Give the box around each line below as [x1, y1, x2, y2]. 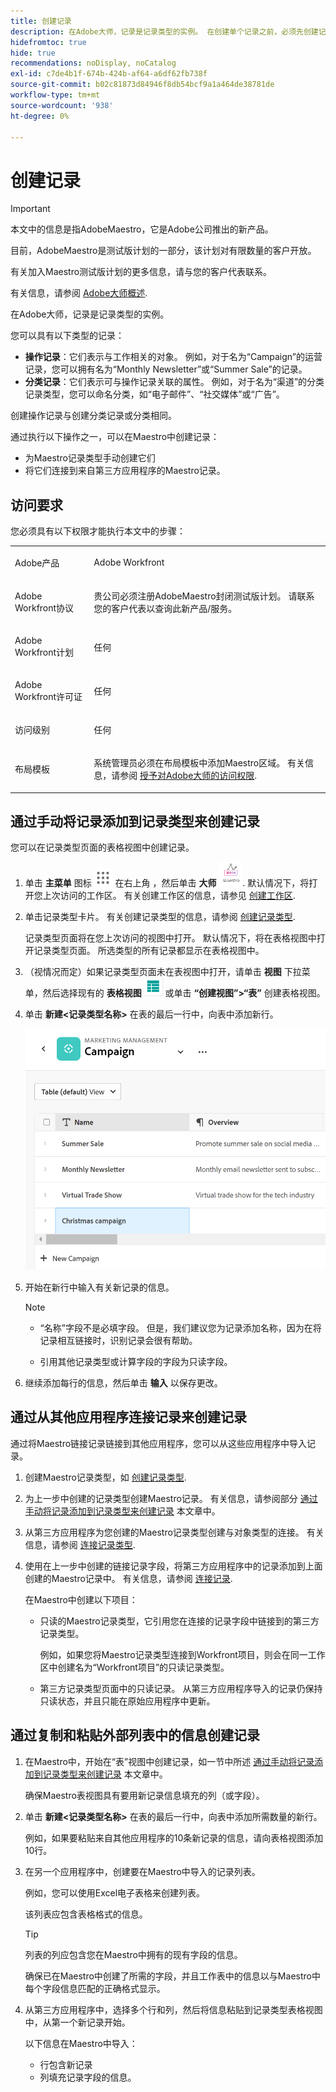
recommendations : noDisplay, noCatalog [10, 58, 177, 69]
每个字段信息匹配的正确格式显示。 [24, 1982, 166, 1994]
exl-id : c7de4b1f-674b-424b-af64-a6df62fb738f [10, 69, 208, 79]
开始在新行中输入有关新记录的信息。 [24, 1281, 175, 1293]
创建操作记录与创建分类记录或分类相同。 [10, 410, 177, 422]
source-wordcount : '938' [10, 100, 114, 110]
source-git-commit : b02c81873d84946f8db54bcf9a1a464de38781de [10, 80, 275, 90]
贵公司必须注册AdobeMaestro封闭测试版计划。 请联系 [93, 590, 315, 602]
